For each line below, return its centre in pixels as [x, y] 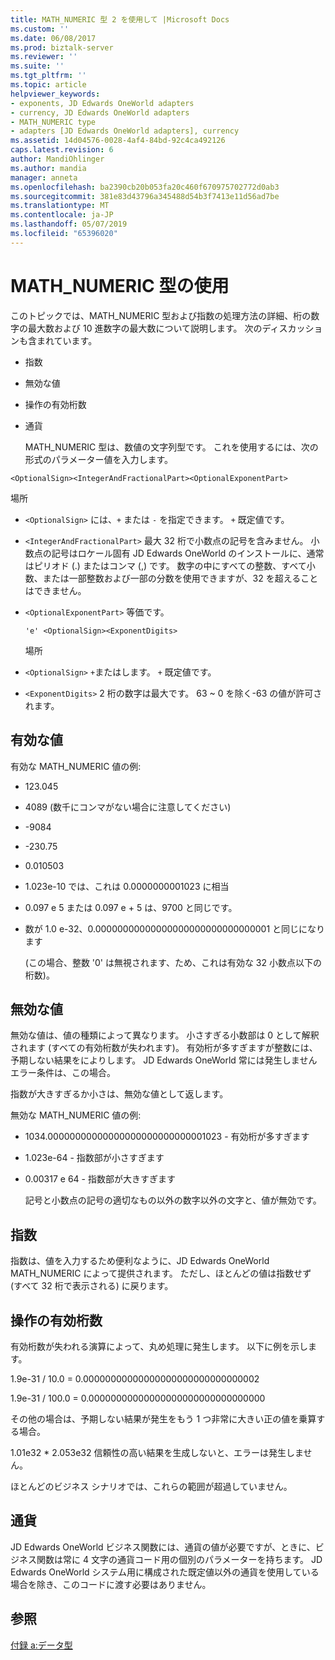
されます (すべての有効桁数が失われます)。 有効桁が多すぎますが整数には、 [164, 1048]
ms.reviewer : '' [44, 57]
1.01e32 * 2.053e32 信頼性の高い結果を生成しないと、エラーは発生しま [157, 1452]
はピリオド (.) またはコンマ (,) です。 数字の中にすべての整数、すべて [165, 565]
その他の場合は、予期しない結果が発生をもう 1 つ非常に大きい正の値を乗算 [163, 1418]
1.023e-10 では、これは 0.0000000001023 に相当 [127, 886]
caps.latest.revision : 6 [62, 150]
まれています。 [67, 340]
